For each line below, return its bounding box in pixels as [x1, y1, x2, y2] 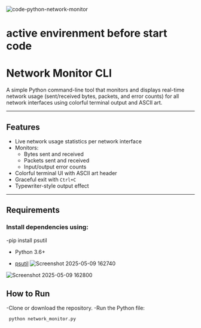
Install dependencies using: [6, 223, 89, 231]
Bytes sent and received [23, 150, 84, 158]
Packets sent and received [23, 157, 90, 164]
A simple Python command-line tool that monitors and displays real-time [6, 87, 185, 94]
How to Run [6, 289, 50, 299]
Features [6, 122, 40, 132]
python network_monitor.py [8, 316, 77, 322]
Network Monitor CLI [6, 66, 112, 80]
